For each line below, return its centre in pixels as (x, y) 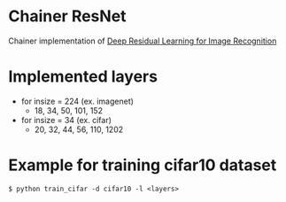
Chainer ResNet (67, 16)
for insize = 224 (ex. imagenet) (77, 101)
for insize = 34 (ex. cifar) (66, 120)
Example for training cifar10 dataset (143, 165)
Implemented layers (83, 77)
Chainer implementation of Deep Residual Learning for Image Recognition (143, 41)
